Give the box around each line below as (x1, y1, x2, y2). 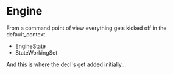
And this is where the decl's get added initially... (6, 61, 127, 68)
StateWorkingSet (15, 49, 58, 56)
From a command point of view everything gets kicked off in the (6, 24, 167, 32)
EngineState (15, 42, 46, 50)
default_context (6, 30, 46, 38)
